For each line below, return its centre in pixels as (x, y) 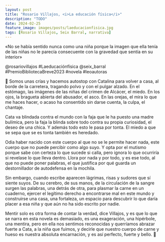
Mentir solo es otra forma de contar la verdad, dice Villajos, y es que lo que (81, 213)
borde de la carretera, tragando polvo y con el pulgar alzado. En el (72, 86)
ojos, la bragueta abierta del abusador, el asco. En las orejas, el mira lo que (81, 97)
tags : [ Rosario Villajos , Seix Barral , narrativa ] (58, 32)
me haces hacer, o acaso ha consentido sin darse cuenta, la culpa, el (75, 102)
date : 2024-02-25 (23, 23)
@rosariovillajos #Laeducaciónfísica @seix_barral (55, 66)
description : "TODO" (26, 19)
